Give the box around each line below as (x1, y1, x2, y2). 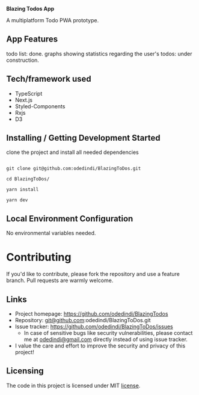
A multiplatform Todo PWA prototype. (6, 17, 99, 23)
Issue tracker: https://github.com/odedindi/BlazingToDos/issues (14, 323, 173, 330)
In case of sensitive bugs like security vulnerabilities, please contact (23, 329, 193, 336)
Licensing (6, 366, 44, 376)
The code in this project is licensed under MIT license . (6, 382, 141, 389)
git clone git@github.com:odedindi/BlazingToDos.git (6, 165, 141, 172)
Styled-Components (14, 102, 66, 110)
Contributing (6, 251, 72, 264)
